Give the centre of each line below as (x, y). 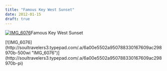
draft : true (17, 19)
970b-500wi (18, 53)
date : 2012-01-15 (23, 14)
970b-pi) (14, 63)
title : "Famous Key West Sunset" (40, 10)
